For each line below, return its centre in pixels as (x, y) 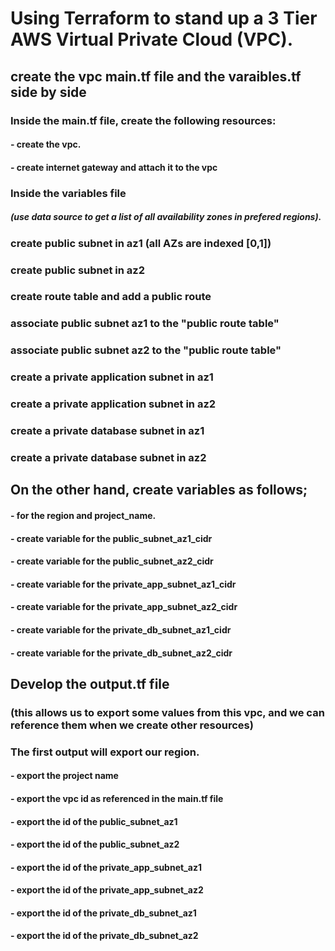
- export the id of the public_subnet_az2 (95, 844)
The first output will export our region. (105, 752)
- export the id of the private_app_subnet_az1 (106, 867)
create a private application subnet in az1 (112, 377)
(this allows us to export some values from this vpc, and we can (167, 712)
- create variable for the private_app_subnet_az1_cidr (123, 584)
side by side (48, 92)
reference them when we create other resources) (132, 725)
